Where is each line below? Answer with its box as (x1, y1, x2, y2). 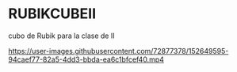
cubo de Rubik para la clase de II (8, 31, 115, 40)
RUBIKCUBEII (8, 5, 97, 23)
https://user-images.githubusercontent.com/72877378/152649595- (8, 46, 229, 55)
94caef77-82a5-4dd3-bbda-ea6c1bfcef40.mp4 (8, 55, 165, 64)
